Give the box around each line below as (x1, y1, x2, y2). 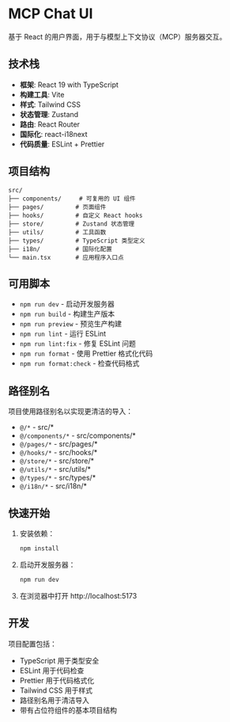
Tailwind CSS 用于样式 (19, 686, 93, 695)
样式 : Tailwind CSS (19, 100, 81, 109)
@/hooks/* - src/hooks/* (19, 448, 98, 458)
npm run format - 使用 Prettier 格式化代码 (19, 349, 153, 359)
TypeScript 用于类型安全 (19, 655, 100, 665)
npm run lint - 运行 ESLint (19, 329, 107, 339)
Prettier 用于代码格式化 (19, 675, 95, 685)
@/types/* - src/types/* (19, 473, 96, 483)
